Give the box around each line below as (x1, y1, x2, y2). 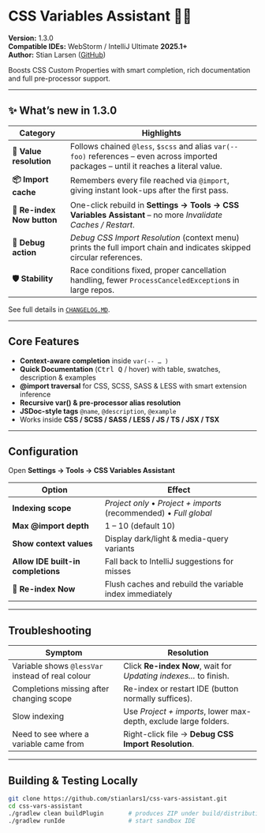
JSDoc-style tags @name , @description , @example (19, 406, 177, 415)
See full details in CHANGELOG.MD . (8, 304, 110, 314)
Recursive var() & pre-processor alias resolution (19, 398, 181, 407)
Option (41, 485, 69, 496)
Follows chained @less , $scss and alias (69, 141, 212, 152)
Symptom (45, 647, 83, 659)
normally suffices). (123, 693, 193, 704)
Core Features (8, 335, 80, 348)
